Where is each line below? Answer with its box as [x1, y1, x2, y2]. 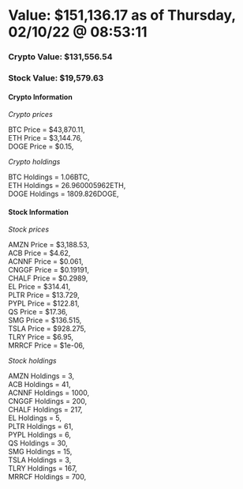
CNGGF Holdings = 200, [8, 397, 88, 406]
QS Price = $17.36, [8, 307, 69, 317]
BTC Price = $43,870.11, [8, 125, 85, 134]
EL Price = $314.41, [8, 282, 71, 292]
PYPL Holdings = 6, [8, 430, 72, 440]
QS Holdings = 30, [8, 438, 69, 448]
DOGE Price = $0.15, [8, 141, 74, 152]
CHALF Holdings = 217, [8, 405, 83, 415]
